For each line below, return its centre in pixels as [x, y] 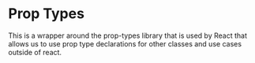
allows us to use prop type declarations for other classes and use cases [125, 43]
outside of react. [35, 52]
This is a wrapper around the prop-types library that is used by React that [127, 35]
